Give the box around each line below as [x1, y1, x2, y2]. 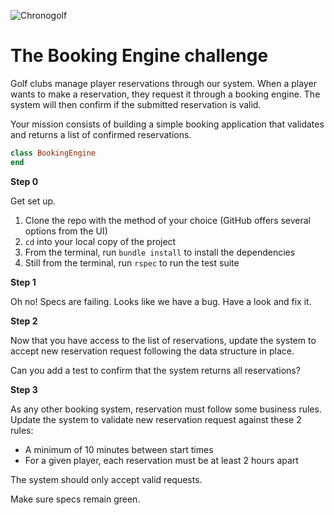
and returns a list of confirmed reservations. [10, 128, 192, 140]
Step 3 [10, 383, 38, 395]
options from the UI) [24, 225, 108, 237]
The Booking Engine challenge [10, 45, 269, 67]
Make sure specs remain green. [10, 493, 141, 505]
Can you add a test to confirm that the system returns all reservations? [10, 364, 301, 376]
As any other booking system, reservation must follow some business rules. [10, 403, 322, 415]
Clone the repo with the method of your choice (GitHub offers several [24, 214, 312, 226]
